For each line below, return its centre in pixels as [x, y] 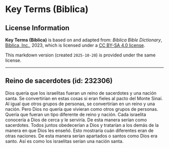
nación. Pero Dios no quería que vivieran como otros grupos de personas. [82, 109]
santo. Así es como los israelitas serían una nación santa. [64, 141]
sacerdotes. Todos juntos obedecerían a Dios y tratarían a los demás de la [82, 125]
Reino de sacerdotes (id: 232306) [59, 81]
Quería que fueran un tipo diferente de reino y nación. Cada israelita [76, 114]
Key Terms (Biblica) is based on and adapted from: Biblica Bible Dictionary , [84, 40]
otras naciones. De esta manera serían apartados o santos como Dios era [81, 136]
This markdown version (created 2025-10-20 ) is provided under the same [80, 55]
